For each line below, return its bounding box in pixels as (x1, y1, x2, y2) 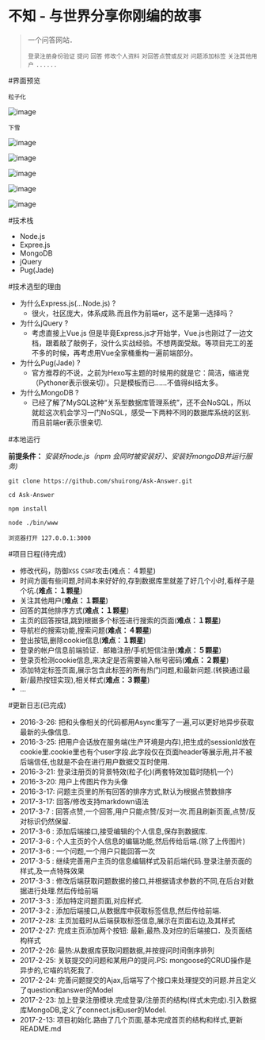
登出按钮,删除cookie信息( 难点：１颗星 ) (19, 635, 146, 645)
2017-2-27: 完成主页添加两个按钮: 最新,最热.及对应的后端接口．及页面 (19, 926, 246, 935)
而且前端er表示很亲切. (31, 418, 104, 427)
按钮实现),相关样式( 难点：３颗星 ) (43, 675, 150, 684)
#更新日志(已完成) (8, 700, 67, 710)
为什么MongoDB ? (19, 387, 79, 397)
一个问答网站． (27, 35, 77, 44)
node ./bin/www (8, 518, 59, 526)
